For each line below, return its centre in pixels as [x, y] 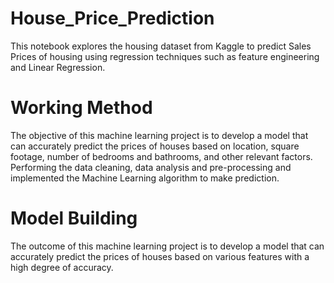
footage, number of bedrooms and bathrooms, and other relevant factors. [161, 156]
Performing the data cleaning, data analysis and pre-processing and [151, 167]
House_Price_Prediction [112, 18]
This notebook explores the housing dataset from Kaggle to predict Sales [161, 46]
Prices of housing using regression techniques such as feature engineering [165, 56]
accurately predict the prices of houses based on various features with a [160, 256]
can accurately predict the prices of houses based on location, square [155, 146]
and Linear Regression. [58, 67]
